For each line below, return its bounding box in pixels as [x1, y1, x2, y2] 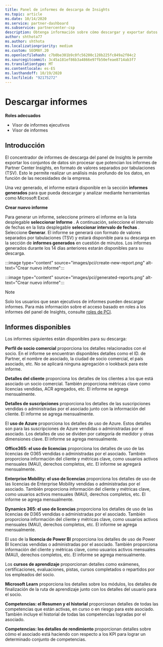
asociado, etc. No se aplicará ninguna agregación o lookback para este [5, 361, 148, 367]
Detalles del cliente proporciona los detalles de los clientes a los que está [5, 376, 153, 382]
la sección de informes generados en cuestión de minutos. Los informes [5, 240, 152, 246]
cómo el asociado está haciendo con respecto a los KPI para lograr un [5, 631, 146, 637]
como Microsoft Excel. [5, 195, 50, 201]
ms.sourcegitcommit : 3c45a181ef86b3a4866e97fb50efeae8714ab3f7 [5, 57, 136, 62]
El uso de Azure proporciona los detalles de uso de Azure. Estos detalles [5, 421, 151, 427]
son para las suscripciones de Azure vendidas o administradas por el [5, 426, 144, 431]
